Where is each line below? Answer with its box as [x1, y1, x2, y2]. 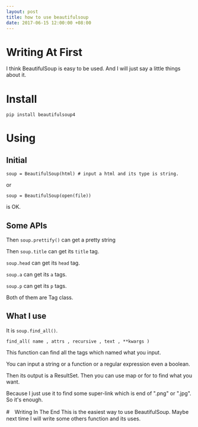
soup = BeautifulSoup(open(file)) [6, 193, 92, 199]
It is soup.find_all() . [6, 326, 58, 334]
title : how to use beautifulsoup [6, 14, 89, 20]
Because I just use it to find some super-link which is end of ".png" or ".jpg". [6, 390, 191, 397]
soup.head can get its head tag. [6, 259, 80, 266]
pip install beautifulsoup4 [6, 112, 76, 118]
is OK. [6, 203, 21, 211]
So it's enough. [6, 396, 43, 403]
